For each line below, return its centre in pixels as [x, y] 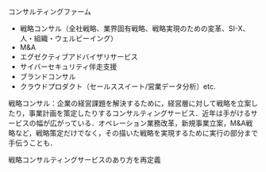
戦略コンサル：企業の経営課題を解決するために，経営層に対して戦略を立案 [130, 103]
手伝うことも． [33, 143]
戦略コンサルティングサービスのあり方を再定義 [85, 160]
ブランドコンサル [48, 76]
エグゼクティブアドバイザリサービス [79, 57]
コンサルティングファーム [50, 11]
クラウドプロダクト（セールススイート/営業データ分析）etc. [118, 86]
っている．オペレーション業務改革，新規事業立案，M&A [154, 123]
